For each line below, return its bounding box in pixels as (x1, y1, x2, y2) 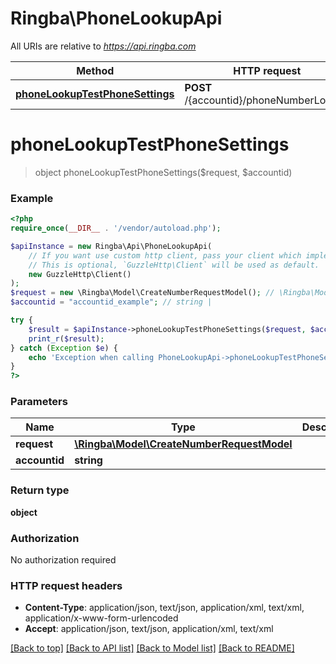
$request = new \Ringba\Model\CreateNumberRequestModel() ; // (10, 288, 275, 298)
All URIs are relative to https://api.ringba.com (10, 40, 197, 52)
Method (76, 63, 115, 77)
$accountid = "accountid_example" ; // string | (10, 297, 213, 307)
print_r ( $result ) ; (28, 333, 105, 344)
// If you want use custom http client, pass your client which (28, 250, 302, 261)
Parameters (10, 395, 68, 409)
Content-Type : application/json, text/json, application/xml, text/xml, (24, 602, 305, 614)
